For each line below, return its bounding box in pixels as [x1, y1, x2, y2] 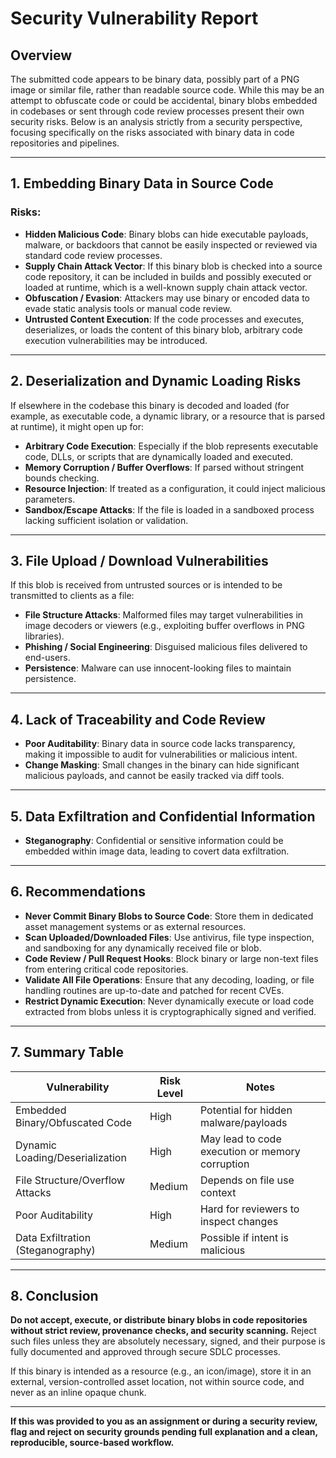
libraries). [24, 630, 65, 642]
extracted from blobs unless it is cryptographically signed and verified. [24, 1005, 317, 1017]
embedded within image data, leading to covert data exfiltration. [24, 845, 290, 857]
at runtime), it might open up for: [10, 420, 145, 432]
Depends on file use [199, 1173, 295, 1187]
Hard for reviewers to [199, 1202, 300, 1216]
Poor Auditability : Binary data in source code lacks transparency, [24, 738, 296, 750]
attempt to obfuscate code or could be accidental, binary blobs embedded [10, 95, 318, 106]
